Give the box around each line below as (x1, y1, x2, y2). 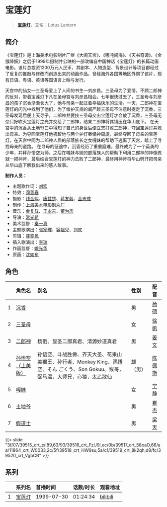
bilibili (99, 493, 113, 500)
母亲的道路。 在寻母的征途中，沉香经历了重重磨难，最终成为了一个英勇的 (9, 143, 159, 149)
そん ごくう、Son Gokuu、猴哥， (47, 366, 124, 373)
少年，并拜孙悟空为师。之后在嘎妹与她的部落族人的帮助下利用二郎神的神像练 (5, 150, 162, 156)
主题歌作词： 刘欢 (12, 183, 48, 189)
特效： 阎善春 (12, 189, 39, 195)
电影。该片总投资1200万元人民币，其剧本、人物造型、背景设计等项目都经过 (5, 64, 159, 70)
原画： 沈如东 (12, 252, 39, 257)
